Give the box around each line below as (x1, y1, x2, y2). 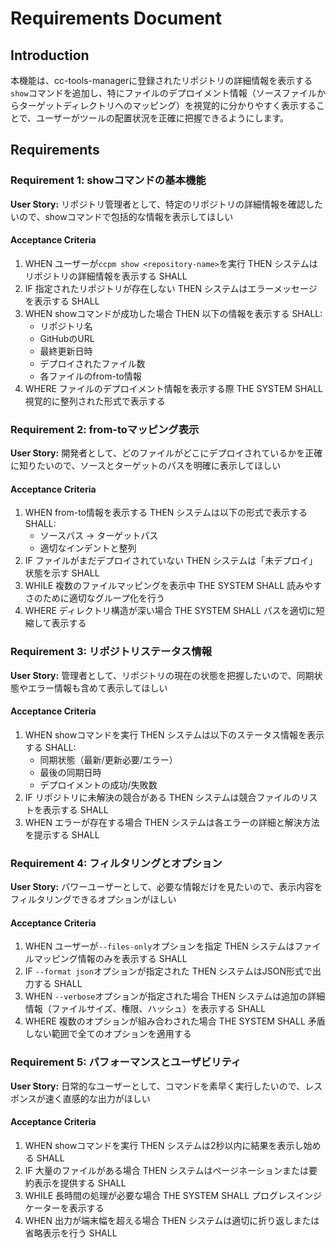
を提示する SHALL (24, 828, 100, 841)
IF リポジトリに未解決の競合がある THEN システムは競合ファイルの (24, 791, 301, 803)
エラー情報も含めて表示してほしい (27, 682, 168, 694)
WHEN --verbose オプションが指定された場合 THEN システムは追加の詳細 (24, 990, 326, 1002)
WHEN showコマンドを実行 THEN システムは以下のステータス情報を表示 (24, 728, 325, 741)
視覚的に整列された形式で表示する (24, 395, 166, 407)
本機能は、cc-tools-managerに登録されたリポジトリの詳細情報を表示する (10, 75, 313, 86)
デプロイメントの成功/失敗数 (39, 778, 158, 791)
